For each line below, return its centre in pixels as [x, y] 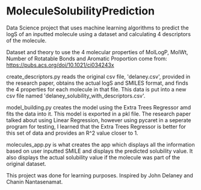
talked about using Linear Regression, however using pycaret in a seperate [99, 120]
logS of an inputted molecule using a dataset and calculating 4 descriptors [99, 34]
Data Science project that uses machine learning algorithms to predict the [97, 28]
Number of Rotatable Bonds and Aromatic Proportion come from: [87, 58]
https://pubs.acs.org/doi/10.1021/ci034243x [60, 65]
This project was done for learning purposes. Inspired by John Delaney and [100, 175]
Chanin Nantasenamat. [35, 182]
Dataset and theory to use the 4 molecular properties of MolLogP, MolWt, [97, 52]
